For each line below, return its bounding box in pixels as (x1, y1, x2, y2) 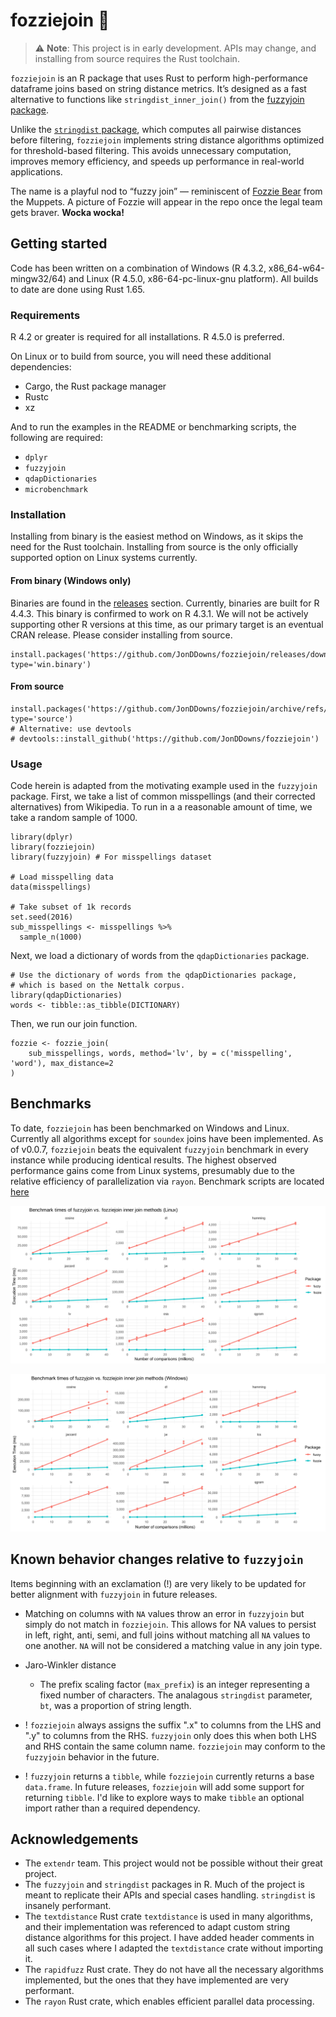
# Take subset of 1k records (10, 902, 132, 913)
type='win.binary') (10, 659, 92, 669)
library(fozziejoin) (10, 842, 97, 853)
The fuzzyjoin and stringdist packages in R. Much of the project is (24, 1879, 306, 1891)
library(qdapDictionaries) (10, 990, 123, 1001)
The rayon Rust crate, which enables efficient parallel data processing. (24, 1995, 315, 2008)
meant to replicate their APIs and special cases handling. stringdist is (24, 1889, 316, 1901)
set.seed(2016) (10, 912, 74, 923)
